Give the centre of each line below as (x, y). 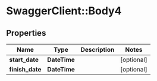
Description (98, 50)
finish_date (25, 69)
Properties (26, 33)
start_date (24, 60)
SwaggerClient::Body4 (64, 11)
